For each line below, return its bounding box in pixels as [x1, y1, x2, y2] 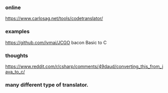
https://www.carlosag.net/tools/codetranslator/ [5, 16, 103, 22]
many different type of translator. [5, 81, 89, 88]
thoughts [5, 52, 28, 59]
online [5, 4, 21, 11]
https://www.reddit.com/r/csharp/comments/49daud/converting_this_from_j [5, 63, 163, 69]
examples [5, 28, 30, 35]
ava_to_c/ [5, 68, 25, 74]
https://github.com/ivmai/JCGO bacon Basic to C [5, 39, 107, 45]
